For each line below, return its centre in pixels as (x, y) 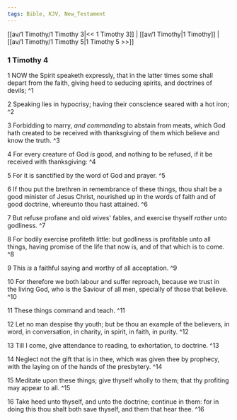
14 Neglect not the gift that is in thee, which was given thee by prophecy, (114, 359)
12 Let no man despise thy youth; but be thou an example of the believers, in (118, 324)
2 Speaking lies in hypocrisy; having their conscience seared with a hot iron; (118, 104)
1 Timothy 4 (28, 59)
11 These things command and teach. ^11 (66, 310)
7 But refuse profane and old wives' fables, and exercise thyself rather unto (117, 217)
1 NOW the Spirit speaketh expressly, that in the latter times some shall (110, 75)
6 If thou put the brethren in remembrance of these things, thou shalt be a (115, 189)
